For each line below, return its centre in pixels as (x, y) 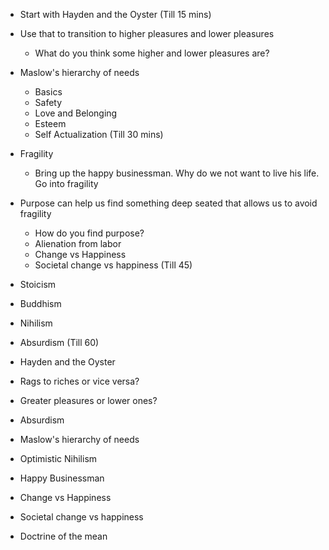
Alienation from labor (78, 243)
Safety (48, 102)
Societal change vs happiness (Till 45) (113, 265)
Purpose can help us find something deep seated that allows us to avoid (168, 203)
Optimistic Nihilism (58, 458)
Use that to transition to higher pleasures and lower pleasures (147, 33)
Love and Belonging (76, 113)
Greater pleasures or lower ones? (88, 400)
